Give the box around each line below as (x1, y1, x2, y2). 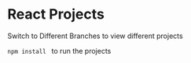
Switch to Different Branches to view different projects (7, 31, 183, 40)
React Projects (7, 5, 105, 23)
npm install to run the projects (7, 46, 112, 55)
